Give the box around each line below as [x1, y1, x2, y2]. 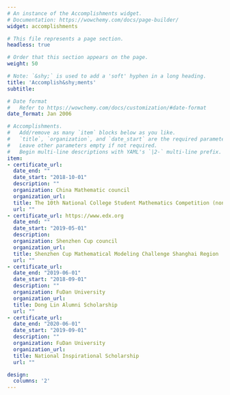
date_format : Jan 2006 [7, 110, 72, 117]
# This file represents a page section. [7, 35, 125, 42]
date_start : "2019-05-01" [13, 225, 88, 232]
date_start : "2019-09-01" [13, 327, 88, 334]
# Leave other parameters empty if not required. [7, 142, 157, 149]
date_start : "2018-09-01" [13, 276, 88, 283]
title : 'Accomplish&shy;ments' [7, 79, 97, 86]
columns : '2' [13, 378, 51, 385]
